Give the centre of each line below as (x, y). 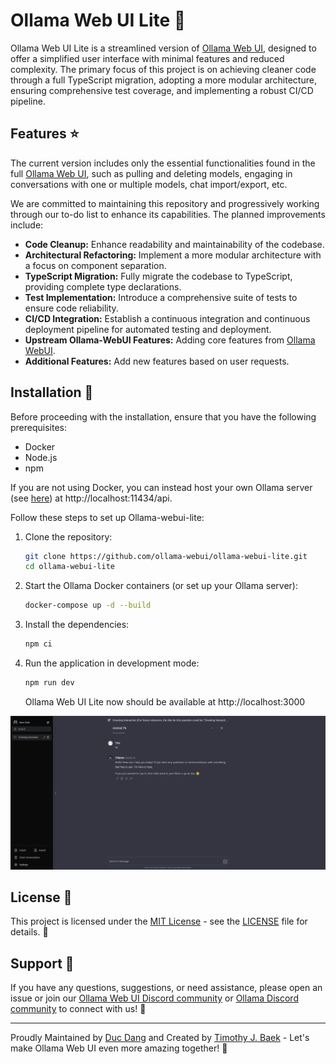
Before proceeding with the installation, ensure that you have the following (163, 416)
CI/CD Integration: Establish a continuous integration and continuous (167, 318)
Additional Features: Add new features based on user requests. (157, 361)
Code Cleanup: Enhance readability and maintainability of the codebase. (174, 244)
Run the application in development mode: (112, 663)
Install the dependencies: (77, 625)
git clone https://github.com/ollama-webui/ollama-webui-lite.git (166, 556)
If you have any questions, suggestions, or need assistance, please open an (166, 988)
